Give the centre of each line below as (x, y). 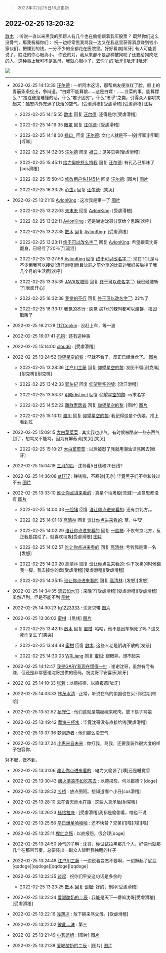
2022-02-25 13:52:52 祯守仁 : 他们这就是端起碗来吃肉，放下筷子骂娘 (82, 711)
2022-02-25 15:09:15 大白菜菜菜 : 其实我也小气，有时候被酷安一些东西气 (86, 432)
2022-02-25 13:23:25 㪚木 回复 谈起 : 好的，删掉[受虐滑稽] (79, 887)
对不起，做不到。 (22, 760)
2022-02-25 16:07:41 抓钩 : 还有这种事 (51, 336)
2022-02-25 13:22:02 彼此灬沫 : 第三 (50, 924)
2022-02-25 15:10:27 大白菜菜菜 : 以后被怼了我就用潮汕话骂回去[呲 (87, 449)
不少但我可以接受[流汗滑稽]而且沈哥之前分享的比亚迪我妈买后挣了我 (88, 265)
